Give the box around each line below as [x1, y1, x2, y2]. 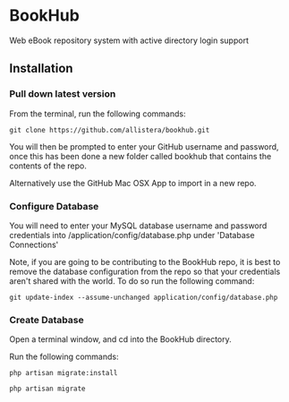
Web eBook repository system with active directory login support [9, 35, 249, 46]
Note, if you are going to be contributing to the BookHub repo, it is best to [9, 256, 281, 267]
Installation [9, 61, 73, 76]
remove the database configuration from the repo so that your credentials [9, 266, 281, 277]
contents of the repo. [9, 160, 87, 171]
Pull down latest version [9, 88, 116, 100]
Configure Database [9, 200, 99, 212]
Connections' [9, 239, 59, 250]
